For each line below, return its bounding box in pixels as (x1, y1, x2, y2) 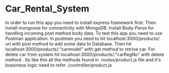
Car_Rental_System (5, 3, 89, 14)
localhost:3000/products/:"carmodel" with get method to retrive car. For (5, 46, 155, 52)
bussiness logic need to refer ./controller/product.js (5, 62, 112, 68)
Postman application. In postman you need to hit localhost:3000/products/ (5, 35, 160, 41)
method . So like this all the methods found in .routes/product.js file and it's (5, 56, 161, 62)
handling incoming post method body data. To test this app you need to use (5, 30, 162, 36)
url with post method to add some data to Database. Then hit (5, 40, 132, 46)
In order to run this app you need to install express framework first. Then (5, 19, 156, 25)
